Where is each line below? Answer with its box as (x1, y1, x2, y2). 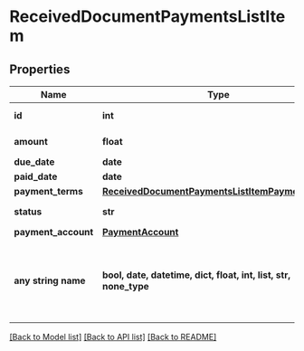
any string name (14, 274, 86, 287)
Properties (9, 62, 71, 77)
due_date (14, 156, 55, 168)
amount (14, 136, 48, 147)
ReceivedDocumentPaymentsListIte (9, 6, 286, 27)
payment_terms (14, 185, 83, 197)
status (14, 205, 43, 218)
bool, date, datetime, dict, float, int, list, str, (102, 269, 291, 281)
